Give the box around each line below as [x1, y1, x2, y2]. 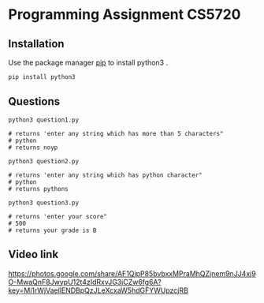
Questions [8, 95, 61, 108]
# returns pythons [8, 185, 69, 193]
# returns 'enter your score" [8, 212, 108, 220]
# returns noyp [8, 144, 58, 151]
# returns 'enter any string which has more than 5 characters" [8, 129, 224, 137]
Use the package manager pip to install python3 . [8, 58, 168, 67]
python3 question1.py [8, 116, 80, 124]
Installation [8, 37, 65, 50]
